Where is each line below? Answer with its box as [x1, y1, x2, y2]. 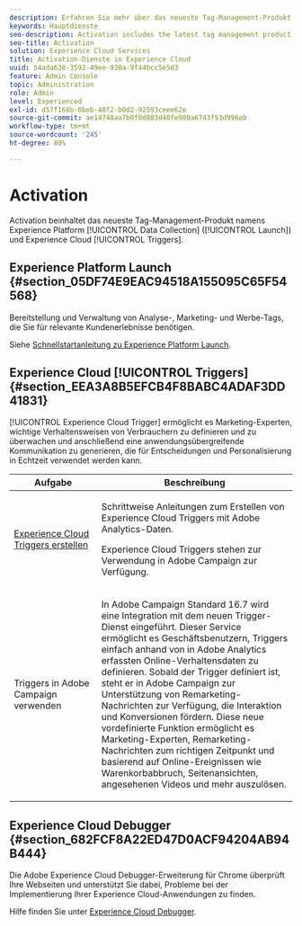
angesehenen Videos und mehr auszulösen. [101, 779, 288, 791]
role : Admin [9, 88, 54, 97]
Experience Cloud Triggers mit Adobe [101, 512, 261, 524]
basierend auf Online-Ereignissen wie [101, 756, 262, 769]
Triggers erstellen [13, 539, 88, 551]
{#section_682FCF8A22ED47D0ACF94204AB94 [9, 832, 290, 847]
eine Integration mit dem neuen [101, 610, 234, 622]
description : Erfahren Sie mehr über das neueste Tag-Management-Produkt [9, 13, 292, 22]
